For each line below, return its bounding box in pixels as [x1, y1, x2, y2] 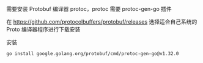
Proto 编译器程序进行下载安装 [6, 26, 81, 33]
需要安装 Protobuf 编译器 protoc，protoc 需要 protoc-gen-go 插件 [6, 5, 172, 12]
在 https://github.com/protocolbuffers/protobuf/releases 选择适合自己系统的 [6, 18, 197, 25]
